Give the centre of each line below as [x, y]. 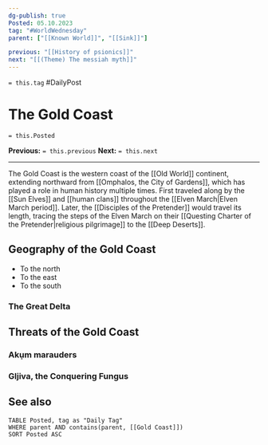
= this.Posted [32, 136]
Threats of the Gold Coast [74, 332]
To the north [40, 269]
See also [30, 402]
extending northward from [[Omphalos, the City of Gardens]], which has [127, 182]
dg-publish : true [37, 16]
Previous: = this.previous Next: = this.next [83, 150]
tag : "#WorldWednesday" [48, 30]
